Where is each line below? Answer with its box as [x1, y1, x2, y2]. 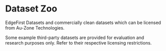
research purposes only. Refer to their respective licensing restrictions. [5, 39, 152, 45]
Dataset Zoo [5, 3, 58, 14]
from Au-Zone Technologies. [5, 24, 65, 30]
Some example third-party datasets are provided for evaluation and [5, 34, 144, 40]
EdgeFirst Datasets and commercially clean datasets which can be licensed [5, 19, 161, 25]
